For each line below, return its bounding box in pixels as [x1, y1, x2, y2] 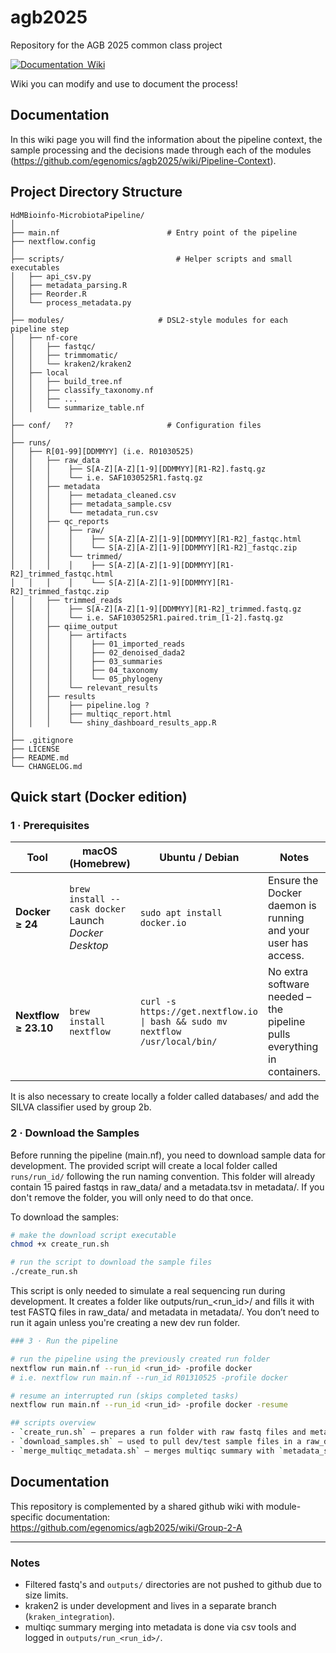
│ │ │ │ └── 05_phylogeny [10, 674, 163, 684]
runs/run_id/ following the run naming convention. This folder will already [10, 1170, 316, 1182]
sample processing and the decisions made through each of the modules [10, 144, 312, 156]
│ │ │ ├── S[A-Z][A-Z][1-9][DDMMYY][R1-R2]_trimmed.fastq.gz [10, 604, 302, 614]
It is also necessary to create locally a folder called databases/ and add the [10, 1091, 320, 1103]
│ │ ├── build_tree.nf [10, 376, 123, 386]
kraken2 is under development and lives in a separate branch [24, 1599, 277, 1611]
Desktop [69, 939, 109, 953]
